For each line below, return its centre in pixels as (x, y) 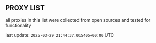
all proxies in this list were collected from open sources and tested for (78, 20)
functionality (18, 25)
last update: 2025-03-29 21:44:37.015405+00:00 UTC (60, 35)
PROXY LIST (25, 8)
